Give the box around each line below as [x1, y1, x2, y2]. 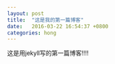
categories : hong [7, 29, 57, 36]
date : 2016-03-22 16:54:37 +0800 [7, 23, 109, 30]
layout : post [7, 10, 44, 17]
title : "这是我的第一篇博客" [7, 17, 84, 23]
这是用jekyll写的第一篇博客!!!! [7, 49, 89, 57]
